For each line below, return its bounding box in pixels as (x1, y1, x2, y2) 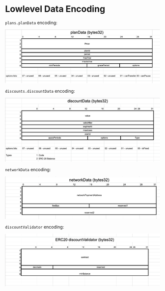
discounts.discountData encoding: (5, 88, 75, 94)
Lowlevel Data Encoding (5, 3, 106, 15)
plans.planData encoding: (5, 20, 57, 26)
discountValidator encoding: (5, 224, 64, 230)
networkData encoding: (5, 167, 51, 173)
